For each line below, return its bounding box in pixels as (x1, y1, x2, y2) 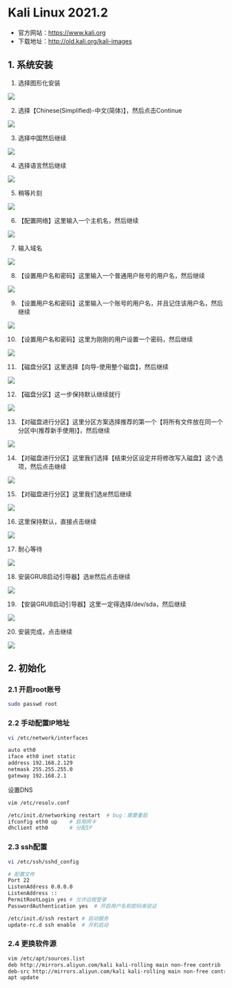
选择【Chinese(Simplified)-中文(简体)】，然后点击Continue (17, 106, 182, 114)
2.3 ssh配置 (8, 842, 48, 852)
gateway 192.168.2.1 (8, 772, 67, 779)
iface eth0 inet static (8, 753, 76, 760)
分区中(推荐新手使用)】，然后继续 (17, 426, 111, 434)
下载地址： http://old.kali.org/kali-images (17, 36, 133, 45)
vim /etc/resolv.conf (8, 799, 70, 806)
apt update (8, 974, 39, 981)
